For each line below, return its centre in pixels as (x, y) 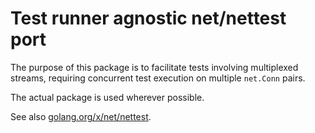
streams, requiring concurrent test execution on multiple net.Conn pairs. (158, 78)
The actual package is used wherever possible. (107, 97)
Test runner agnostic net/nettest (148, 18)
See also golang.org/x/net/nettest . (81, 116)
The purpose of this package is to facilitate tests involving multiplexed (154, 67)
